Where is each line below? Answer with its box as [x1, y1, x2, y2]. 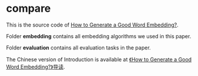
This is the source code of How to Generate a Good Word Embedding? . [6, 21, 179, 28]
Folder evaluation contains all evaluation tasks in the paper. [6, 44, 151, 51]
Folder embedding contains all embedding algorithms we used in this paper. [6, 32, 192, 39]
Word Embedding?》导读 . [6, 63, 65, 70]
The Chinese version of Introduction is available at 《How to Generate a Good [6, 55, 192, 63]
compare [6, 2, 51, 15]
